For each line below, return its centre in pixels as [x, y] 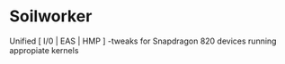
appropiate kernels [44, 50]
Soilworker [51, 16]
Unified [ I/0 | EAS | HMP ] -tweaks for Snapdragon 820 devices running [143, 41]
